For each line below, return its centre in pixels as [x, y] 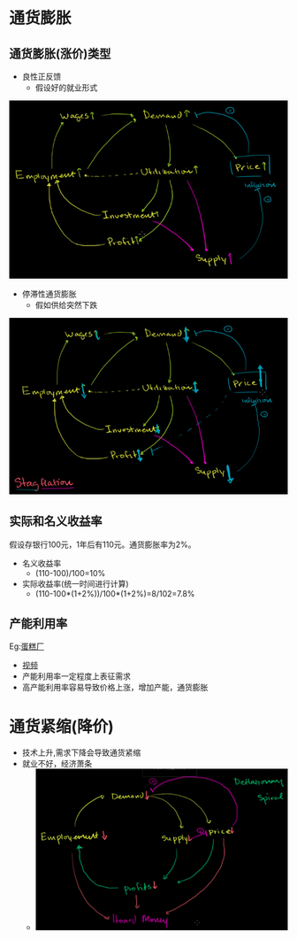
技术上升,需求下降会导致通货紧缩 [81, 752]
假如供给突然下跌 [66, 304]
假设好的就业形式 [66, 88]
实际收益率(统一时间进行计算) [76, 583]
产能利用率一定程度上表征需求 [76, 676]
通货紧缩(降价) [62, 726]
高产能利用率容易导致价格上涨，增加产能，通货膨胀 [115, 688]
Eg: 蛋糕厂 [27, 646]
